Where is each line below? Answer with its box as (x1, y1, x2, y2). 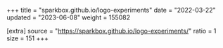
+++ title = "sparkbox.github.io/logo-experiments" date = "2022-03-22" (6, 6, 216, 14)
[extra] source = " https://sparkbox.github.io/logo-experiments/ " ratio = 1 (6, 27, 217, 35)
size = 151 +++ (6, 34, 49, 42)
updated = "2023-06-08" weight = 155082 (6, 13, 131, 22)
